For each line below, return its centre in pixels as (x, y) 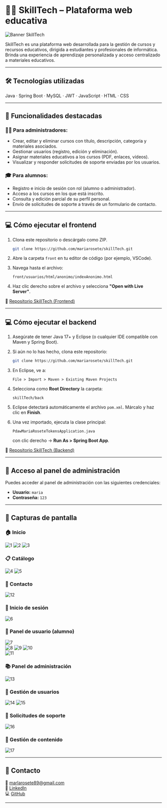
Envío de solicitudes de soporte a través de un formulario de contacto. (84, 204)
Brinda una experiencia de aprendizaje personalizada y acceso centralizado (83, 55)
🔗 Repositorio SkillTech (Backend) (40, 450)
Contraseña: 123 (30, 497)
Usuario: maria (28, 492)
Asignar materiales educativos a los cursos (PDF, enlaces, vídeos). (81, 157)
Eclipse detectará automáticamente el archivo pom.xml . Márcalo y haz (83, 407)
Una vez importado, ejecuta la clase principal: (59, 422)
